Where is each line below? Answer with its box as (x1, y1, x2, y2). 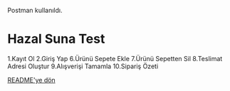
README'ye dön (7, 75, 56, 84)
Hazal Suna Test (7, 31, 105, 47)
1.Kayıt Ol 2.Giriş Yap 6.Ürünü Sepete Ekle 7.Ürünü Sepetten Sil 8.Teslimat (7, 54, 223, 63)
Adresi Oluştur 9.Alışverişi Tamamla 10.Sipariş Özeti (7, 62, 159, 70)
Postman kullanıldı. (7, 6, 63, 14)
